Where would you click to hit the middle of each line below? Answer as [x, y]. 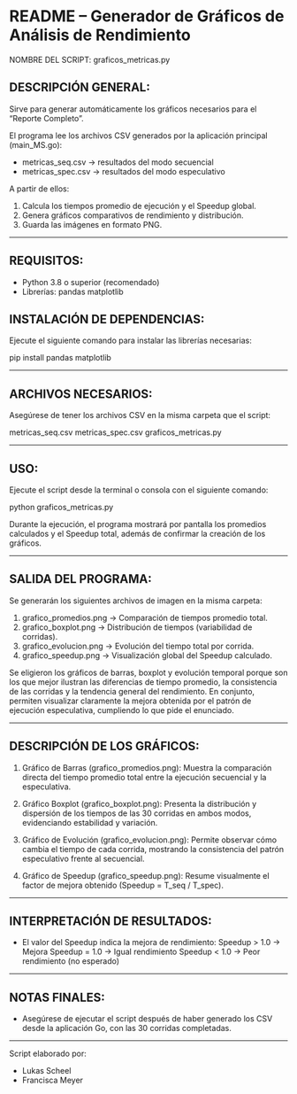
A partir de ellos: [39, 189]
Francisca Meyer [53, 1080]
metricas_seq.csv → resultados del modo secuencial [118, 162]
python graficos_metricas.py [61, 507]
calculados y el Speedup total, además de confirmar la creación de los [137, 534]
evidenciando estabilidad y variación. [90, 822]
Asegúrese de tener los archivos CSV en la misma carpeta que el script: [140, 415]
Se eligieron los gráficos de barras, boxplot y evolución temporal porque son [148, 672]
